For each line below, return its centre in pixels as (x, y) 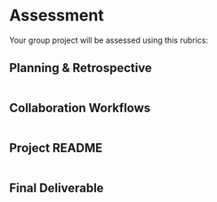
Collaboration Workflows (80, 108)
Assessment (56, 16)
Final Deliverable (56, 188)
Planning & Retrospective (81, 68)
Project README (56, 148)
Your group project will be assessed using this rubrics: (109, 40)
